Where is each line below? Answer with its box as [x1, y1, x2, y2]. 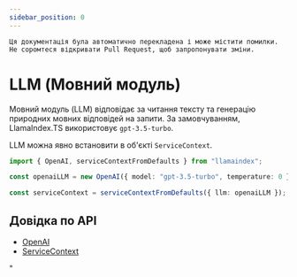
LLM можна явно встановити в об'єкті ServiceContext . [9, 139, 213, 150]
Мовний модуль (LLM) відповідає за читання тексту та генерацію [9, 104, 256, 114]
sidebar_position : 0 [9, 12, 86, 22]
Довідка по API [9, 213, 97, 228]
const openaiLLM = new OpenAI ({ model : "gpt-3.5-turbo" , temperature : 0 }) [9, 173, 294, 181]
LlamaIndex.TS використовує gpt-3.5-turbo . [9, 122, 174, 133]
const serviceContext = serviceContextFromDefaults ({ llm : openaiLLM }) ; [9, 189, 287, 197]
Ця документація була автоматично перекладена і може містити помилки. [9, 37, 278, 46]
